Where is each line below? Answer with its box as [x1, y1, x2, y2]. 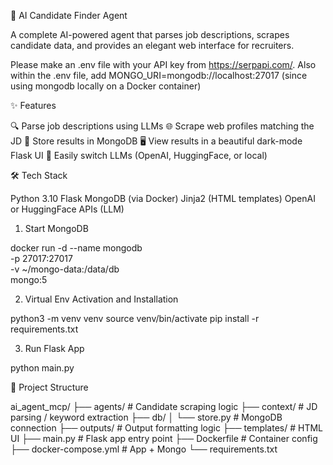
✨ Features [10, 100, 57, 111]
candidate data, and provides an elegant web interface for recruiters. [10, 40, 295, 51]
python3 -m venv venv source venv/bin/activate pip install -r [10, 313, 260, 324]
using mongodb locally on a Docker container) [10, 80, 202, 92]
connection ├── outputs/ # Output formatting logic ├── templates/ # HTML [10, 422, 324, 434]
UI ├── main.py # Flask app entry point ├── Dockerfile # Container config [10, 433, 318, 444]
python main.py [10, 362, 75, 374]
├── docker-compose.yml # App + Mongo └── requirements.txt [10, 443, 278, 455]
